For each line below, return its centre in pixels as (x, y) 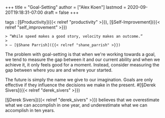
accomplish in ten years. (30, 110)
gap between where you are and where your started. (59, 70)
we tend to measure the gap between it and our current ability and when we (82, 59)
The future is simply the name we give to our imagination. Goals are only (79, 80)
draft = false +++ (61, 12)
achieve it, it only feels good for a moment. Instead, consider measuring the (82, 65)
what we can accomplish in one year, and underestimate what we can (76, 105)
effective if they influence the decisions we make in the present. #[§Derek (81, 85)
